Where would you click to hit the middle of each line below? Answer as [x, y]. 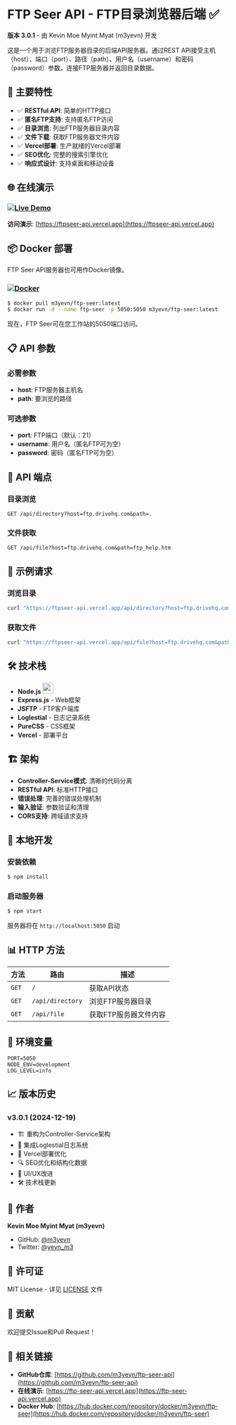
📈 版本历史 [32, 1094]
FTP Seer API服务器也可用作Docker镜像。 [68, 270]
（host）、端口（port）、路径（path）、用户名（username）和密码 [100, 59]
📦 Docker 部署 [40, 248]
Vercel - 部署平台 [42, 735]
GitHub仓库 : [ [37, 1374]
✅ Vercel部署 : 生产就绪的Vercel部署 [69, 146]
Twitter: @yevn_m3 [45, 1247]
